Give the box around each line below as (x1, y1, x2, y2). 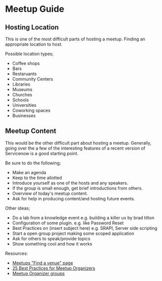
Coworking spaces (12, 107, 51, 113)
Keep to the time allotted (12, 175, 63, 181)
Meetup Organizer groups (12, 270, 65, 276)
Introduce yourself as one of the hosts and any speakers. (12, 180, 129, 186)
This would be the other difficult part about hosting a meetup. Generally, (5, 140, 152, 146)
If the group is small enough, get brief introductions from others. (12, 185, 143, 191)
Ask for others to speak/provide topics (12, 235, 91, 242)
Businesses (12, 113, 36, 119)
